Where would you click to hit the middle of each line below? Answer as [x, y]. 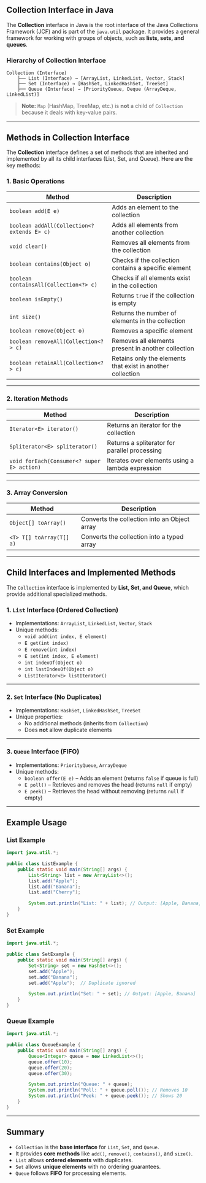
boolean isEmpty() [36, 299]
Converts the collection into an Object [135, 519]
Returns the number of [144, 314]
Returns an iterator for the [144, 425]
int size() [25, 317]
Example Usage [37, 823]
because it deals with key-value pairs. [69, 112]
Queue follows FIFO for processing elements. [71, 1173]
